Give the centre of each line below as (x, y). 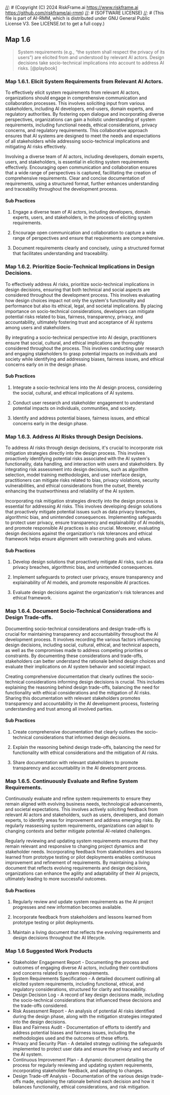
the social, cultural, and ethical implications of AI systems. (73, 393)
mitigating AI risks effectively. (36, 147)
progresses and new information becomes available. (67, 907)
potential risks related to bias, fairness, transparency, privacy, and (74, 317)
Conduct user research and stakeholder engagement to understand (83, 403)
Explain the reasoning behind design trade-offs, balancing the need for (87, 747)
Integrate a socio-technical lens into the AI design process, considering (87, 387)
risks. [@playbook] (37, 68)
